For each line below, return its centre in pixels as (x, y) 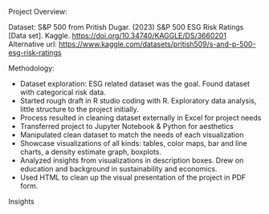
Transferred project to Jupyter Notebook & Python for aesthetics (127, 126)
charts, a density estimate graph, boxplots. (91, 152)
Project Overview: (38, 12)
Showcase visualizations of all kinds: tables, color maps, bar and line (133, 143)
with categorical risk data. (63, 92)
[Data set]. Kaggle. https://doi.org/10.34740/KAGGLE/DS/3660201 (118, 36)
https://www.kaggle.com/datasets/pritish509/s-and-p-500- (157, 44)
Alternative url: (33, 44)
